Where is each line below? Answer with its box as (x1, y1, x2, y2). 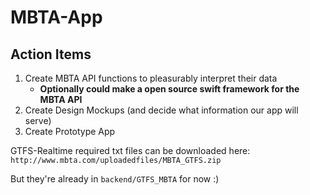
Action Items (10, 46, 92, 63)
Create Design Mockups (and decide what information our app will (24, 104, 299, 116)
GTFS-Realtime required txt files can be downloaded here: (10, 145, 251, 156)
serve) (24, 115, 52, 126)
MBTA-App (10, 6, 103, 29)
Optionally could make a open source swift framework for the (39, 83, 300, 95)
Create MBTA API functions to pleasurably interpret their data (24, 72, 278, 84)
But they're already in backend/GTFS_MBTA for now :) (10, 173, 220, 185)
